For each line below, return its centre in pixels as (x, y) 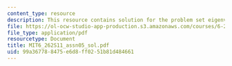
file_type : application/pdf (48, 33)
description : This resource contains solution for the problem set (106, 20)
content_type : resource (41, 13)
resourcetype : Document (41, 39)
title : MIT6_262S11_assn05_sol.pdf (58, 45)
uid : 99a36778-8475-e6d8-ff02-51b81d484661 (71, 52)
